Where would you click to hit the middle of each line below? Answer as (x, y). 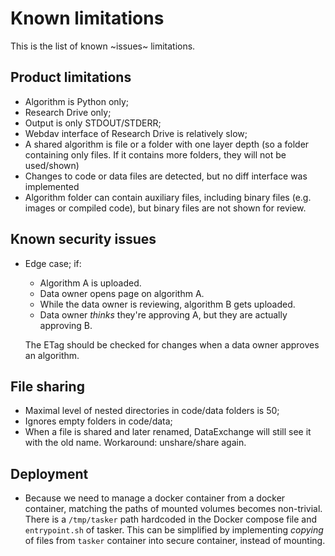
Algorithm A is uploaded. (90, 283)
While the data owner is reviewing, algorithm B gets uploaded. (167, 304)
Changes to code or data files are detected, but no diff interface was (166, 176)
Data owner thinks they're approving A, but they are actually (163, 314)
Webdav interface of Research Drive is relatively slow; (136, 133)
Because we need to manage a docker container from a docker (155, 498)
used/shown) (52, 165)
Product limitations (71, 77)
